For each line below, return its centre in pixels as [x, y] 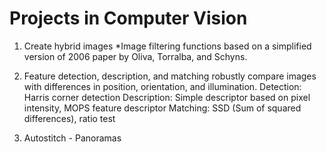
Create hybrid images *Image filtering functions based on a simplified [167, 46]
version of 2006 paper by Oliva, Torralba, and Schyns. [135, 56]
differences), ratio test [69, 118]
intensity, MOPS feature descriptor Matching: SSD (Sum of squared [162, 108]
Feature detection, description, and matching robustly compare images [170, 76]
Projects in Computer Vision [128, 18]
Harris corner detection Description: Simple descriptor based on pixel [167, 97]
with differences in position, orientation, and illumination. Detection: [162, 86]
